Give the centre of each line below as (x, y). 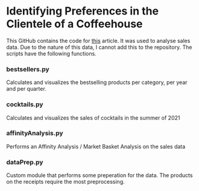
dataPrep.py (25, 162)
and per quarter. (26, 89)
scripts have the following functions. (51, 53)
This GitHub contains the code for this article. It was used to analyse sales (98, 40)
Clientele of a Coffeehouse (74, 24)
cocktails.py (25, 105)
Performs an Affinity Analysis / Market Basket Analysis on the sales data (96, 146)
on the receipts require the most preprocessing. (65, 182)
